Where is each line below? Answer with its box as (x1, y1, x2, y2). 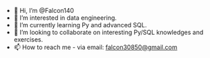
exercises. (13, 35, 44, 44)
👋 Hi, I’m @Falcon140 (13, 7, 75, 14)
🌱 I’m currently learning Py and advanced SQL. (13, 21, 147, 29)
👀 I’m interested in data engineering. (13, 14, 117, 22)
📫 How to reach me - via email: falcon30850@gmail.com (13, 43, 178, 51)
